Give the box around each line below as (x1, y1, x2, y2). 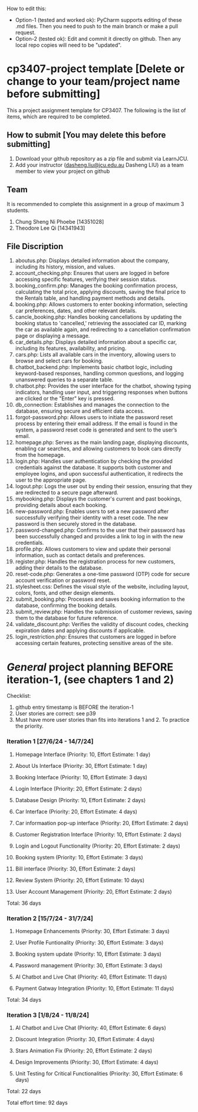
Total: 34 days (6, 996, 42, 1003)
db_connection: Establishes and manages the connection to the (15, 401, 170, 408)
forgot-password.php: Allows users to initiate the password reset (15, 414, 173, 421)
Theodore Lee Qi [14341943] (15, 224, 85, 231)
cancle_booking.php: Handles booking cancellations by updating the (15, 313, 182, 320)
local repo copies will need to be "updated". (15, 41, 122, 48)
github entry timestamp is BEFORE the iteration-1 (15, 704, 134, 711)
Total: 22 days (6, 1088, 41, 1095)
